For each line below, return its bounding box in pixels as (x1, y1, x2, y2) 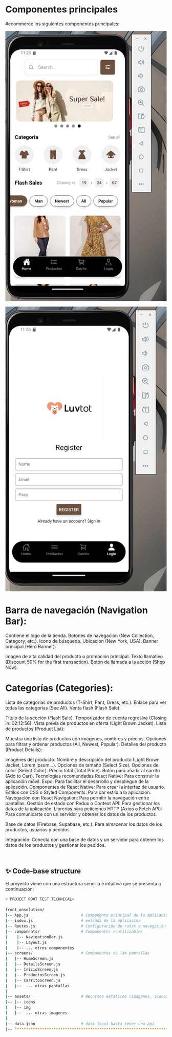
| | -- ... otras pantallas (5, 983, 70, 988)
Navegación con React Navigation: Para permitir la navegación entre (5, 794, 149, 801)
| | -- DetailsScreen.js (5, 961, 60, 967)
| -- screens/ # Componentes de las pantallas (5, 951, 150, 956)
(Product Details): (5, 747, 42, 753)
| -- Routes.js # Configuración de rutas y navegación (5, 924, 166, 929)
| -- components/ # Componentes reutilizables (5, 929, 143, 934)
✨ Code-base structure (5, 867, 81, 876)
